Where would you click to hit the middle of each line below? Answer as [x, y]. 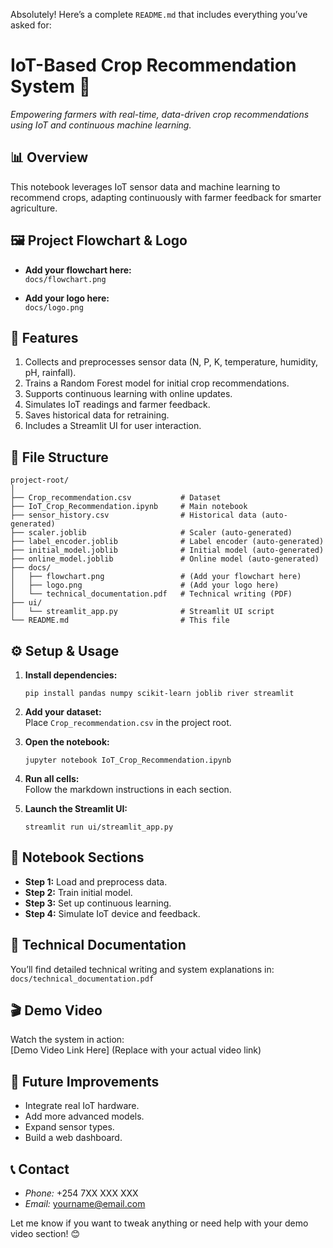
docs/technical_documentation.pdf [82, 979]
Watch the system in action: [67, 1040]
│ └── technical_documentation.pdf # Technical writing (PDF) [151, 594]
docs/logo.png [54, 307]
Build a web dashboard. [73, 1138]
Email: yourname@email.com [85, 1204]
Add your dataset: [63, 712]
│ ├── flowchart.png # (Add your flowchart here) [156, 577]
